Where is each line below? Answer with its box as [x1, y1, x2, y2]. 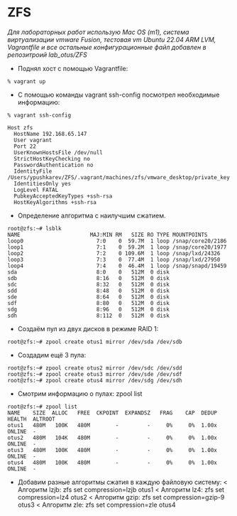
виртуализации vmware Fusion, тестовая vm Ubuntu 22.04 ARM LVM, [7, 35, 216, 43]
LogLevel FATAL [13, 186, 59, 193]
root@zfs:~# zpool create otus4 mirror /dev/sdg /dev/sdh [7, 377, 182, 384]
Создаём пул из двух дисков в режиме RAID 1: [17, 324, 159, 333]
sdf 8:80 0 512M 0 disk [7, 299, 170, 306]
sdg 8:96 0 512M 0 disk [7, 306, 170, 313]
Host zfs [7, 124, 33, 131]
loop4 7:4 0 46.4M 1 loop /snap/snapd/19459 [7, 262, 227, 269]
